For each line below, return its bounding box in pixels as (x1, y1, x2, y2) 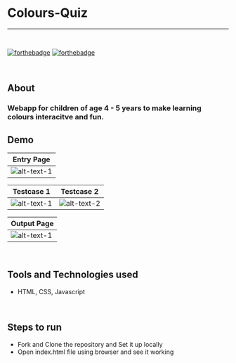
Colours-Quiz (7, 5, 88, 21)
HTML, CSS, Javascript (17, 287, 86, 296)
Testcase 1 (13, 187, 51, 197)
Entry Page (13, 154, 51, 164)
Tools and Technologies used (7, 269, 138, 281)
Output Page (11, 219, 54, 229)
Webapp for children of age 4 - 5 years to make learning (7, 103, 202, 113)
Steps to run (7, 322, 62, 334)
